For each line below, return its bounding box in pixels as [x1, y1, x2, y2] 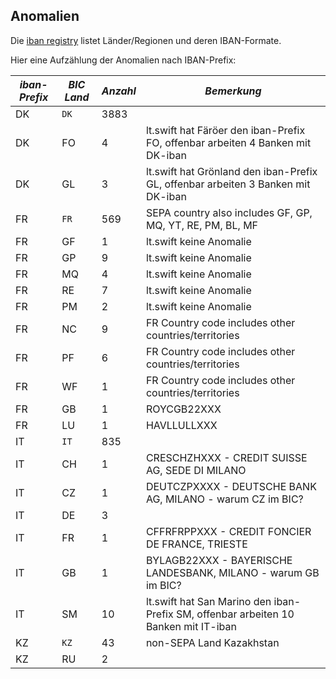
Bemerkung [204, 84, 262, 98]
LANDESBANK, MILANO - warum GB [145, 565, 320, 579]
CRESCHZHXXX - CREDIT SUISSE [145, 450, 308, 464]
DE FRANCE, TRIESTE [145, 537, 248, 551]
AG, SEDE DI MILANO [145, 463, 247, 477]
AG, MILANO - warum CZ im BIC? [145, 492, 304, 506]
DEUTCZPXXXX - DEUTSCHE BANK [145, 479, 317, 493]
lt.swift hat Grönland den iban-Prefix [145, 164, 318, 178]
